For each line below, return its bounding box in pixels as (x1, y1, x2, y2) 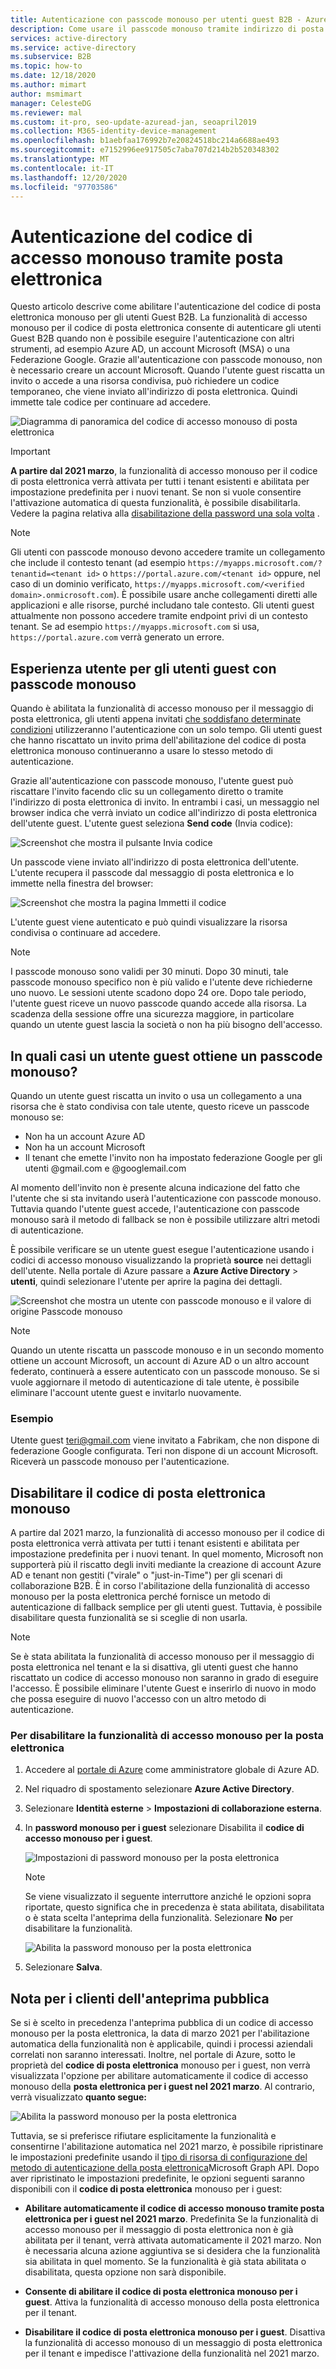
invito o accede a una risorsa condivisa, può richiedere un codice (10, 375, 280, 387)
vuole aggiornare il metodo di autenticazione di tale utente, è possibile (10, 1376, 300, 1388)
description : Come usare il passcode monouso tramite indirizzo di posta (10, 24, 325, 34)
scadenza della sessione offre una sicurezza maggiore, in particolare (10, 1008, 295, 1020)
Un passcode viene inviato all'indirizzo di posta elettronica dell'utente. (10, 856, 300, 868)
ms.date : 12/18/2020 (10, 71, 97, 81)
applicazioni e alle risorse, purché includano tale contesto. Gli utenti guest (10, 599, 315, 611)
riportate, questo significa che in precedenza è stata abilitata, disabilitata (24, 1901, 325, 1913)
